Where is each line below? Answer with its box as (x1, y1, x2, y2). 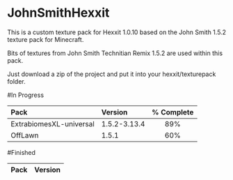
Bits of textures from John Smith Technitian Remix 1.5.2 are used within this (7, 49, 223, 57)
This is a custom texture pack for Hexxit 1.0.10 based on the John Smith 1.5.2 (7, 28, 227, 36)
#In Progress (7, 91, 44, 99)
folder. (7, 77, 26, 85)
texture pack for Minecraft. (7, 35, 84, 43)
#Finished (7, 148, 36, 156)
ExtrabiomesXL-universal (10, 119, 95, 128)
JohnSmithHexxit (7, 5, 110, 21)
